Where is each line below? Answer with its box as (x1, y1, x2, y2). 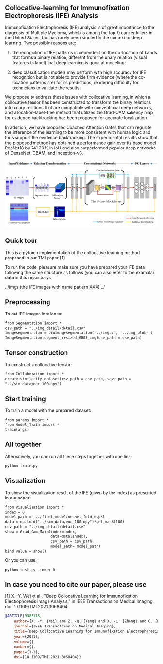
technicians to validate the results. (12, 85, 81, 91)
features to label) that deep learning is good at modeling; (12, 59, 126, 65)
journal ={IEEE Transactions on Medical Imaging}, (14, 624, 116, 629)
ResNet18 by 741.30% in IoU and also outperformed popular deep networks (5, 145, 156, 150)
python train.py (5, 463, 38, 468)
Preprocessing (5, 298, 50, 306)
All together (5, 441, 42, 449)
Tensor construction (5, 349, 68, 357)
